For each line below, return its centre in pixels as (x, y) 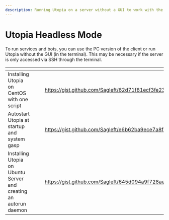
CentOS (17, 93)
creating (18, 191)
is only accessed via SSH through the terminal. (54, 59)
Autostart (19, 114)
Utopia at (18, 120)
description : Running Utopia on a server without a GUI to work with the (84, 10)
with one (18, 99)
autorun (17, 203)
